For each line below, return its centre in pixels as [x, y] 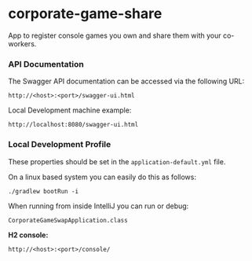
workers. [22, 43]
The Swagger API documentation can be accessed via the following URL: [126, 81]
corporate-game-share [85, 14]
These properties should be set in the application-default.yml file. [117, 161]
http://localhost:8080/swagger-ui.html [73, 125]
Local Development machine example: [70, 110]
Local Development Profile [60, 145]
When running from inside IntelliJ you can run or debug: [99, 206]
